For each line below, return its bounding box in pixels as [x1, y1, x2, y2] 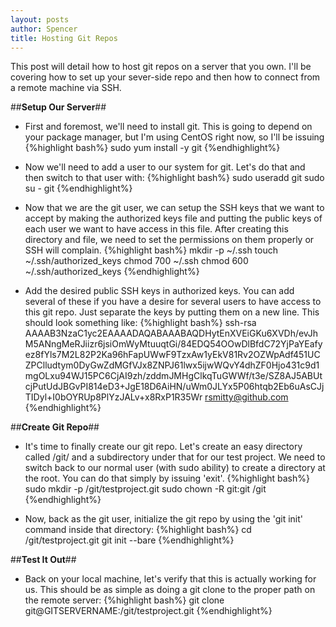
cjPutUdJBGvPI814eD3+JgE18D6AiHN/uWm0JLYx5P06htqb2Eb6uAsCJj [24, 381, 325, 393]
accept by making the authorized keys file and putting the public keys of [24, 212, 323, 225]
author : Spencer [10, 24, 78, 34]
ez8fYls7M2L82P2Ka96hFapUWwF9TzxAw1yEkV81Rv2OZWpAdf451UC [24, 349, 321, 361]
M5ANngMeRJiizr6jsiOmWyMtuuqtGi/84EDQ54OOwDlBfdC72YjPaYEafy [24, 338, 323, 350]
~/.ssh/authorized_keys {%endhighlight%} [24, 266, 200, 278]
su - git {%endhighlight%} [24, 182, 133, 195]
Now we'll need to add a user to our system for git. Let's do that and [24, 161, 306, 173]
